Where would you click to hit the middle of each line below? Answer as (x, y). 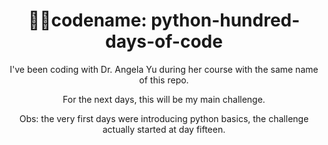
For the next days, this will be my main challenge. (164, 99)
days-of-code (164, 41)
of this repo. (164, 80)
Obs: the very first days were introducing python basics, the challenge (164, 118)
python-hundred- (225, 20)
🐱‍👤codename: (87, 20)
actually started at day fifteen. (164, 129)
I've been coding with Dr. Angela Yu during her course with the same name (164, 69)
